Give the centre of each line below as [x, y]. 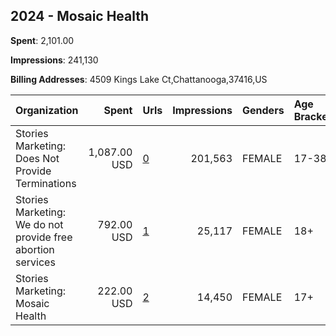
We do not [39, 224]
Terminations [46, 183]
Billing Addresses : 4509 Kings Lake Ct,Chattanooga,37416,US [139, 79]
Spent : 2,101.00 [42, 40]
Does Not [37, 158]
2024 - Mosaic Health [80, 16]
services [35, 262]
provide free [44, 237]
